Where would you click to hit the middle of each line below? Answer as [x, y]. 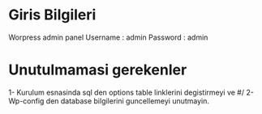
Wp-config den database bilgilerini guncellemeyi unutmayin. [109, 101]
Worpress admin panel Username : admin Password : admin [108, 37]
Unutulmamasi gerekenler [98, 70]
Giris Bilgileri [52, 15]
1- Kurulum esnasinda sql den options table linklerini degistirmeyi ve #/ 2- [131, 92]
